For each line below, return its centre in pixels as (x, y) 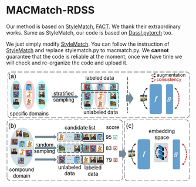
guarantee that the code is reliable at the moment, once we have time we (94, 56)
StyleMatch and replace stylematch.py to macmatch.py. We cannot (87, 50)
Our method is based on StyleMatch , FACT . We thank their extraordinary (93, 26)
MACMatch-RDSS (50, 10)
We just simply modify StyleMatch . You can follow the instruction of (88, 44)
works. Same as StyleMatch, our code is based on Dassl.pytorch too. (89, 32)
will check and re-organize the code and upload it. (67, 63)
